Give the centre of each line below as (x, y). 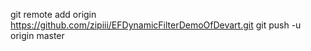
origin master (37, 35)
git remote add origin (53, 14)
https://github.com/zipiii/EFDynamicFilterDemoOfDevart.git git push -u (156, 25)
